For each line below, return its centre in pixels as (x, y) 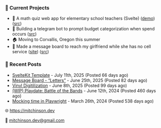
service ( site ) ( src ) (31, 52)
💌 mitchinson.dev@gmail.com (35, 120)
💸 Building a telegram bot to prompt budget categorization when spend (83, 29)
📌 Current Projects (27, 8)
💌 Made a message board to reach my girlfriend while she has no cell (81, 46)
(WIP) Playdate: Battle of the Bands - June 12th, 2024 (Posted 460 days (84, 90)
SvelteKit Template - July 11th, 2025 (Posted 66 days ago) (70, 75)
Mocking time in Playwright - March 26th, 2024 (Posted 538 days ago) (83, 101)
